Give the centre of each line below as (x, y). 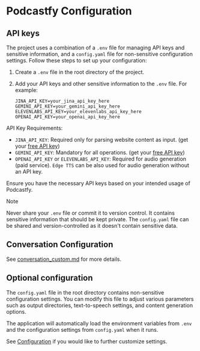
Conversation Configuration (60, 245)
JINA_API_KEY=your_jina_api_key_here (62, 101)
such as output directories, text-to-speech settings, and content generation (100, 305)
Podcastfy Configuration (69, 11)
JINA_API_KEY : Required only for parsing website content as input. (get (102, 140)
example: (26, 90)
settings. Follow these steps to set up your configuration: (77, 60)
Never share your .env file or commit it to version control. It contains (91, 213)
